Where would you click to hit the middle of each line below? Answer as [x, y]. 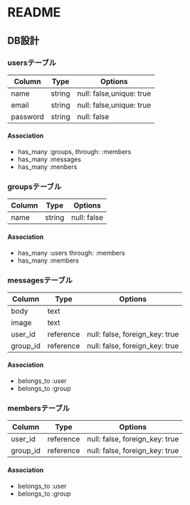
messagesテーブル [40, 280]
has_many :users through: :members [72, 252]
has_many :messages [49, 159]
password [27, 116]
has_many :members [48, 260]
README [34, 12]
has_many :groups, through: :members [74, 152]
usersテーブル [32, 63]
